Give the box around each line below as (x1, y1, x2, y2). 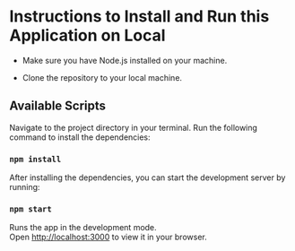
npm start (9, 203, 52, 214)
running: (9, 182, 40, 193)
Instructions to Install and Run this (9, 6, 270, 27)
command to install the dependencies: (9, 132, 151, 143)
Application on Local (9, 25, 166, 46)
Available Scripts (9, 99, 106, 114)
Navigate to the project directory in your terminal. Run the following (9, 122, 258, 133)
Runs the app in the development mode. (9, 222, 157, 233)
